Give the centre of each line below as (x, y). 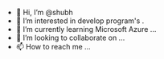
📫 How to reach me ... (53, 47)
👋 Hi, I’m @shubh (45, 12)
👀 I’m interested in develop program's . (80, 21)
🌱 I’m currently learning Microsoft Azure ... (86, 29)
